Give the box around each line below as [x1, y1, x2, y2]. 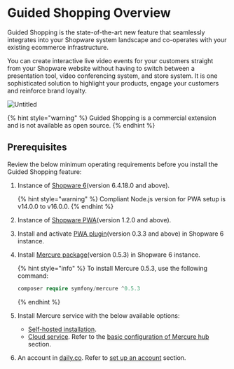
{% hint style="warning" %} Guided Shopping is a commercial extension [7, 114, 216, 122]
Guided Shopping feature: [7, 167, 82, 176]
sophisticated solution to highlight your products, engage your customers [7, 79, 219, 87]
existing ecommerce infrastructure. [7, 43, 109, 51]
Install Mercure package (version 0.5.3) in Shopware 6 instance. [17, 250, 201, 259]
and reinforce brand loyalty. [7, 86, 88, 95]
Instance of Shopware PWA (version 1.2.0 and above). [17, 215, 172, 224]
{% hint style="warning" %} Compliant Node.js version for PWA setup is [17, 194, 226, 203]
